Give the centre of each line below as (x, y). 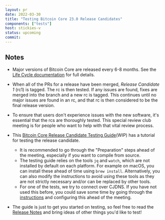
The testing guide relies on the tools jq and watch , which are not (84, 160)
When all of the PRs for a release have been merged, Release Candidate (86, 84)
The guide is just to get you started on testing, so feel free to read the (83, 207)
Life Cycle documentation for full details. (54, 74)
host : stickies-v (23, 28)
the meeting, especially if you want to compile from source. (80, 155)
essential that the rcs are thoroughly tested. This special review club (82, 120)
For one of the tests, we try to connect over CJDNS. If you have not (88, 187)
